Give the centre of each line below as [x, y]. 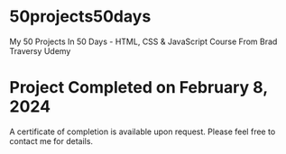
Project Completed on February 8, [138, 88]
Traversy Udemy [40, 50]
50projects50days [80, 17]
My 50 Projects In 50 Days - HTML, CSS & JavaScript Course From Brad [143, 41]
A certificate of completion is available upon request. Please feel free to [143, 131]
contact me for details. [51, 140]
